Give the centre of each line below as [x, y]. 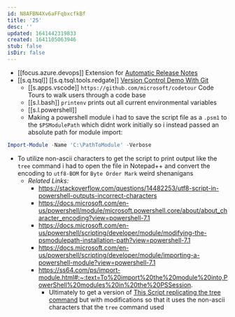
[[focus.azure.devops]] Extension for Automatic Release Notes [107, 72]
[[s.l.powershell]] [52, 110]
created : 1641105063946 [42, 40]
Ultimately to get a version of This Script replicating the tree [135, 292]
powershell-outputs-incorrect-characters [98, 195]
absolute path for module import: [75, 132]
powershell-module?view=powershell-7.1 [97, 262]
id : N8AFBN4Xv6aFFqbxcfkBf [47, 14]
